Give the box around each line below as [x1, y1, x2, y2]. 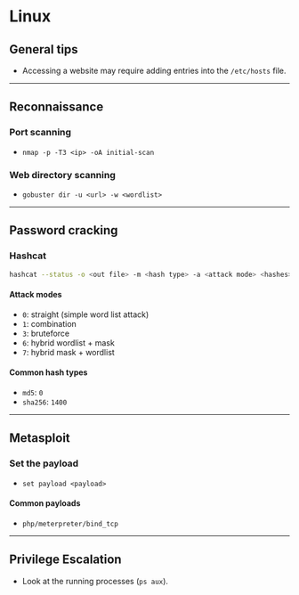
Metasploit [9, 430, 71, 446]
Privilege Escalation [9, 552, 122, 567]
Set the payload [9, 457, 79, 469]
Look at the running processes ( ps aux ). [21, 575, 169, 586]
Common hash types [9, 367, 88, 378]
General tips [9, 42, 78, 57]
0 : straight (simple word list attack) [21, 309, 149, 320]
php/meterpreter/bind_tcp [21, 519, 118, 528]
